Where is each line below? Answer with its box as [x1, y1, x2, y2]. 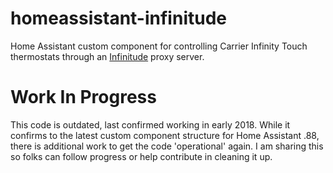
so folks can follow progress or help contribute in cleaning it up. [10, 150, 273, 162]
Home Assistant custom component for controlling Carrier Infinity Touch [10, 40, 308, 52]
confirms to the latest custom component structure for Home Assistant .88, [10, 129, 320, 141]
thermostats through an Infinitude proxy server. [10, 50, 205, 62]
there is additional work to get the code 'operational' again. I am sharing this [10, 140, 324, 152]
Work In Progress [10, 86, 157, 109]
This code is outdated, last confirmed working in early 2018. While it [10, 118, 291, 131]
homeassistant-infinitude [10, 7, 227, 30]
